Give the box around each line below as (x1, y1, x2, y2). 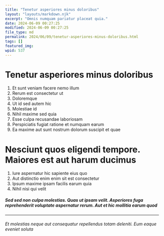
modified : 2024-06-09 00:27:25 (5, 25, 69, 30)
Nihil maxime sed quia (12, 111, 57, 117)
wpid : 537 (5, 48, 25, 53)
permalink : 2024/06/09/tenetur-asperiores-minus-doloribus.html (5, 35, 139, 40)
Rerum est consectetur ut (12, 90, 63, 96)
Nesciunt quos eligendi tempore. (5, 144, 141, 155)
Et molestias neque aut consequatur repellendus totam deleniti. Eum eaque (5, 221, 157, 227)
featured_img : (5, 43, 34, 48)
